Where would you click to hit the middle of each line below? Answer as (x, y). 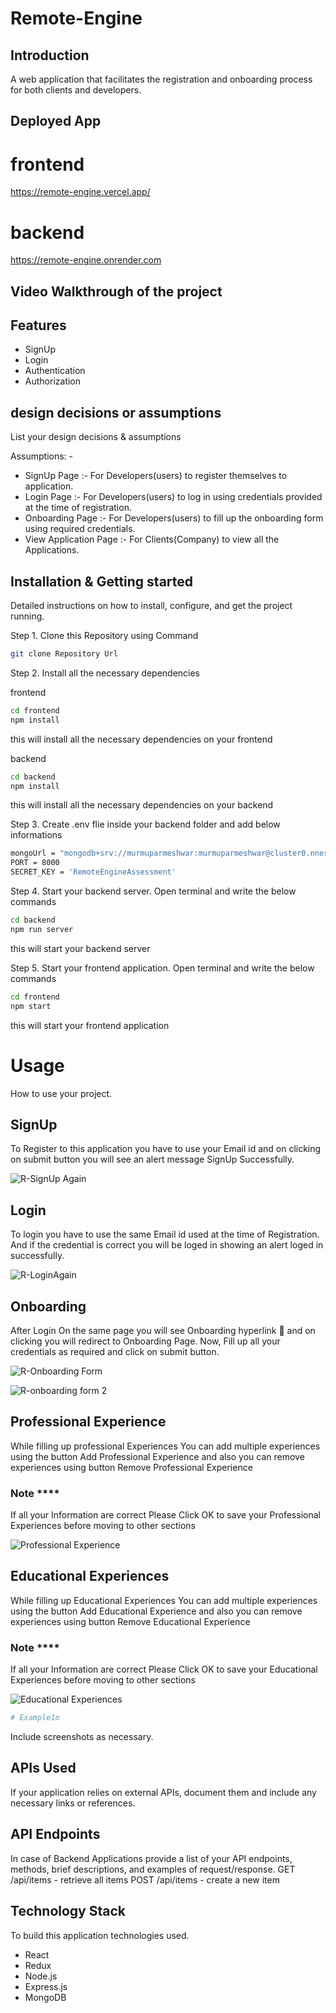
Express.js (46, 1986)
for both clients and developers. (76, 90)
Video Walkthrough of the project (116, 291)
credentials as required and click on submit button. (115, 1351)
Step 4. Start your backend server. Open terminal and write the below (153, 891)
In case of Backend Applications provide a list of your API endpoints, (151, 1858)
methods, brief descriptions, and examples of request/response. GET (153, 1869)
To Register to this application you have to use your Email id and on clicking (166, 1149)
